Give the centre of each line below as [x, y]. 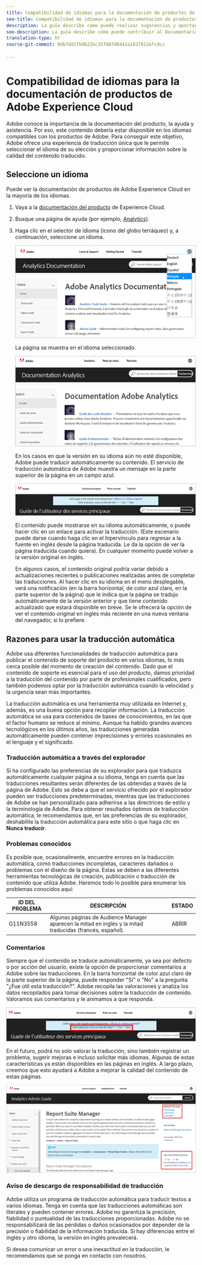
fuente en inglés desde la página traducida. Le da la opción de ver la [100, 544]
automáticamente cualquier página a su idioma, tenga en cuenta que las [95, 777]
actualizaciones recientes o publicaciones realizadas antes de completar [105, 576]
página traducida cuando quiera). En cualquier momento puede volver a [104, 551]
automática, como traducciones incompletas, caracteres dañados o [90, 863]
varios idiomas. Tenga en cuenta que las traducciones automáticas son [94, 1205]
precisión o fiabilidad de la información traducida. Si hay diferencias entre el [100, 1231]
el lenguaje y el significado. [40, 742]
